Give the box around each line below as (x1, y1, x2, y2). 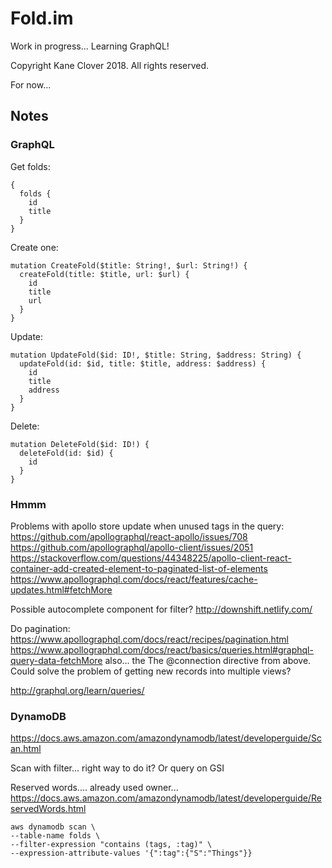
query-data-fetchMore (10, 654, 103, 666)
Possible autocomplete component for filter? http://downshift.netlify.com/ (10, 603, 313, 615)
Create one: (10, 241, 59, 253)
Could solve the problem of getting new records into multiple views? (10, 665, 292, 677)
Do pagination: (10, 622, 71, 634)
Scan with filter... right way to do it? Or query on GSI (10, 762, 225, 774)
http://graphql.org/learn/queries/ (10, 684, 145, 696)
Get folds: (10, 160, 51, 172)
